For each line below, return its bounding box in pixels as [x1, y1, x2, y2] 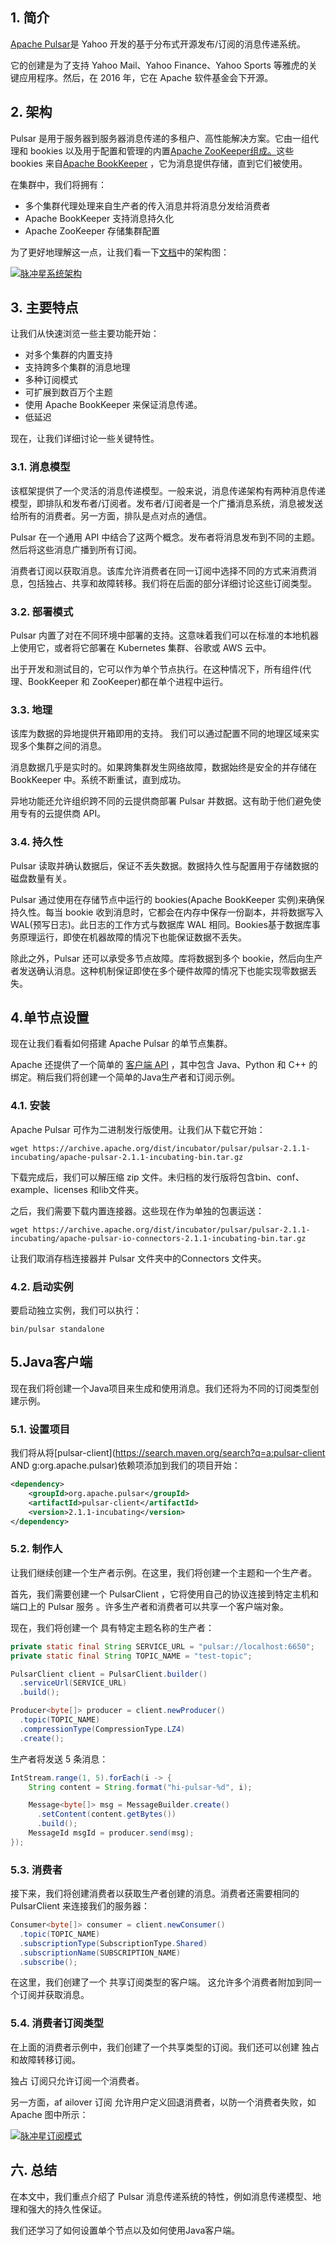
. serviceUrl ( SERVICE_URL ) [19, 1678, 128, 1688]
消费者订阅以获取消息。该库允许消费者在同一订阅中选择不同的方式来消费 [10, 564, 308, 577]
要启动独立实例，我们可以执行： [10, 1304, 142, 1317]
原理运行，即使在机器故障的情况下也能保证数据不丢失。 [18, 931, 247, 943]
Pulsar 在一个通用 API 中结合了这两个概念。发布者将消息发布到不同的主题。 [10, 531, 321, 543]
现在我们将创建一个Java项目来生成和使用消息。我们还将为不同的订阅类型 [10, 1382, 311, 1394]
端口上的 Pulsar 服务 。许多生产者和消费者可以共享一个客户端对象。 [10, 1600, 289, 1612]
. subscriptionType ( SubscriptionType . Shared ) [19, 1938, 208, 1948]
